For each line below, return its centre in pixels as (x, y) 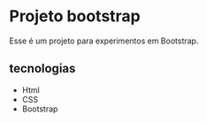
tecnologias (42, 69)
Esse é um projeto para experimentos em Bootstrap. (104, 41)
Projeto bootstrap (75, 16)
